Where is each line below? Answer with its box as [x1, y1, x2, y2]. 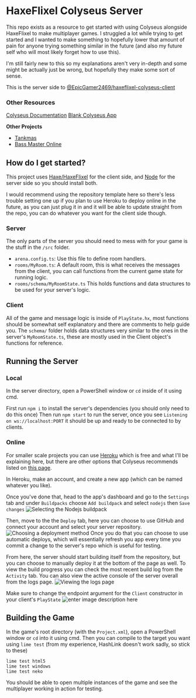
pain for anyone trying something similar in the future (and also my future [6, 42, 183, 49]
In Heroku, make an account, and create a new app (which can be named [6, 476, 183, 483]
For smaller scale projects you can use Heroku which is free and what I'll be [6, 451, 188, 458]
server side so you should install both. [6, 180, 98, 187]
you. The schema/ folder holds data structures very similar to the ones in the [6, 327, 188, 334]
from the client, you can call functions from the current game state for [14, 268, 183, 275]
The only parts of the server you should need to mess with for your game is [6, 238, 188, 245]
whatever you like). [6, 481, 52, 488]
